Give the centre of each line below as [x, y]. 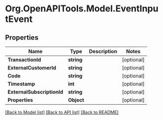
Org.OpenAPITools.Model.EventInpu [82, 9]
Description [103, 51]
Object [76, 100]
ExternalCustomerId [32, 68]
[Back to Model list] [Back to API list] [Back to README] [62, 112]
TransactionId [24, 60]
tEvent [19, 19]
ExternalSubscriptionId [35, 92]
